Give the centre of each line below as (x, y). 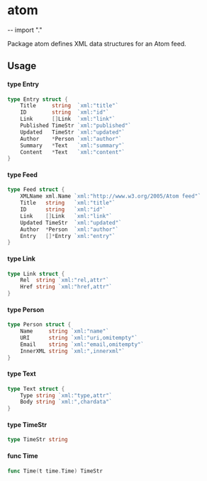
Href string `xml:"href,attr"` (66, 287)
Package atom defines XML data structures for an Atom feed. (97, 43)
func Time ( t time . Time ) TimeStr (55, 471)
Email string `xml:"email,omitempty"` (82, 344)
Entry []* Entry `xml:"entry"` (68, 236)
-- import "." (25, 30)
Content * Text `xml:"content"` (73, 152)
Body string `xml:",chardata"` (66, 402)
